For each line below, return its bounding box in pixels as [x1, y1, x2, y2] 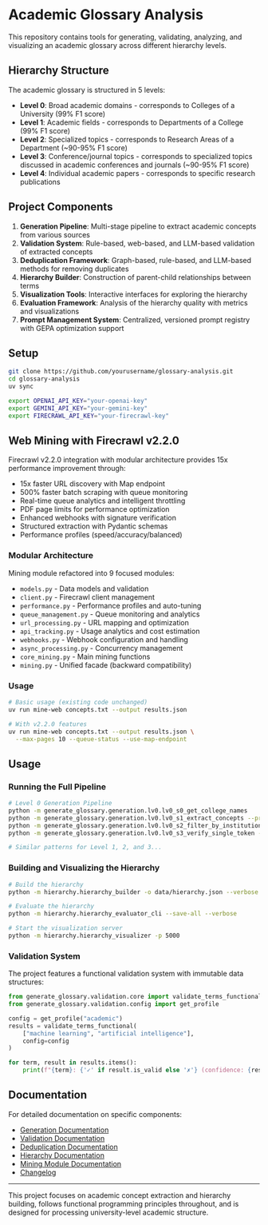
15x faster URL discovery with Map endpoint [19, 479, 166, 489]
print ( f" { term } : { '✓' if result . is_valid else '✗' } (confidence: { [22, 1066, 252, 1075]
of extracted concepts [19, 246, 93, 257]
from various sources [19, 229, 90, 239]
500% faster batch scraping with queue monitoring [19, 488, 188, 497]
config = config [22, 1037, 69, 1045]
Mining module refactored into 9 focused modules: [8, 568, 175, 577]
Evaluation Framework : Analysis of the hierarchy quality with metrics [19, 297, 249, 307]
